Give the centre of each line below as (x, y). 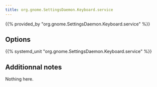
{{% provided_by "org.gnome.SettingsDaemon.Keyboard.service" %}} (78, 24)
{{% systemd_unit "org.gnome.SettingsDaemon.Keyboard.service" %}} (78, 51)
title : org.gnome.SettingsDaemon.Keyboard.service (59, 10)
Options (18, 40)
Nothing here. (19, 79)
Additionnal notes (34, 67)
